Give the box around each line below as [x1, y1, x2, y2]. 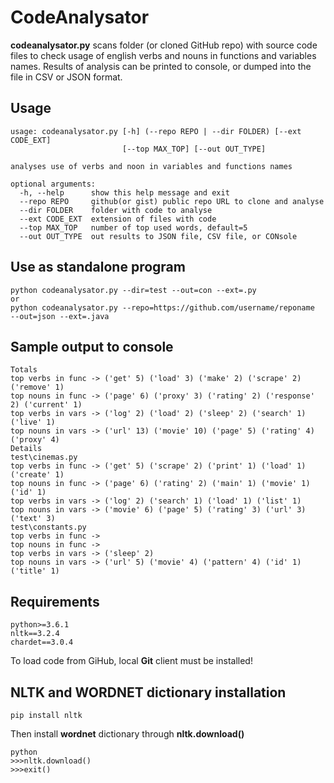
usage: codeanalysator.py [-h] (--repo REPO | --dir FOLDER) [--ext [10, 126, 302, 136]
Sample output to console [10, 338, 174, 355]
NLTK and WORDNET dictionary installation [10, 684, 287, 701]
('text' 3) [10, 514, 56, 524]
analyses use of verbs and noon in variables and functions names [10, 161, 293, 171]
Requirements [10, 593, 100, 610]
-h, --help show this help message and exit [19, 187, 230, 198]
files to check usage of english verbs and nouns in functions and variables [10, 49, 317, 61]
